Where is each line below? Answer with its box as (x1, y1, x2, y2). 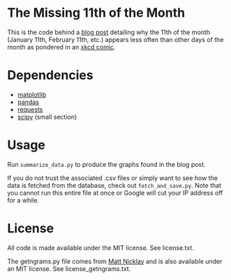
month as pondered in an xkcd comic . (7, 43, 116, 51)
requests (17, 105, 43, 113)
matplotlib (17, 90, 47, 98)
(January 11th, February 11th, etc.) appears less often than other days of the (7, 35, 224, 43)
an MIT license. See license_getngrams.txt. (7, 264, 131, 273)
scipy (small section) (17, 112, 77, 121)
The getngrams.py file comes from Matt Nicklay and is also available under (7, 257, 223, 265)
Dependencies (7, 68, 94, 83)
